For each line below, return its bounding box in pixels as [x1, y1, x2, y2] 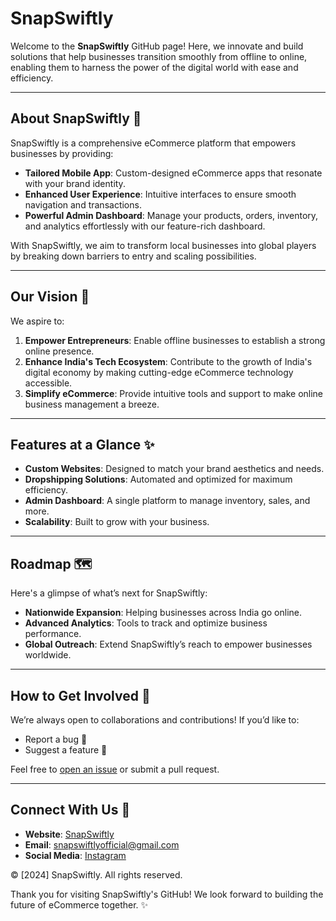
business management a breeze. [24, 398, 160, 410]
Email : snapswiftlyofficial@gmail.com [24, 838, 180, 851]
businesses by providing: [10, 147, 114, 159]
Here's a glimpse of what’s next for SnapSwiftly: [10, 587, 208, 599]
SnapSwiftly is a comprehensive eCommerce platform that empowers [10, 137, 297, 149]
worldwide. [24, 649, 72, 661]
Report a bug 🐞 [24, 733, 88, 745]
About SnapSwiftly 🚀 [10, 110, 142, 127]
